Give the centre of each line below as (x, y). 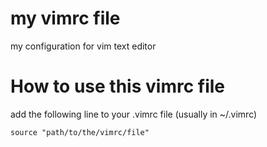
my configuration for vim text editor (83, 46)
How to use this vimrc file (117, 86)
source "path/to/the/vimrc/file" (80, 132)
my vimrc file (65, 18)
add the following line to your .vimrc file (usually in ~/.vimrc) (134, 114)
